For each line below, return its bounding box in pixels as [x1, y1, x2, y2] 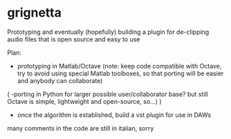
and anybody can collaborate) [17, 76, 103, 84]
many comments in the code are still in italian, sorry [7, 124, 154, 132]
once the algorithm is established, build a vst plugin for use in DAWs [17, 111, 212, 119]
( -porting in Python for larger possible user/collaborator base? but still [7, 90, 209, 98]
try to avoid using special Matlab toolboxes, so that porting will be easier [17, 69, 224, 77]
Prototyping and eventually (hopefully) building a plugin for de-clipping [7, 28, 210, 36]
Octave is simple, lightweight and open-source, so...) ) [7, 97, 162, 105]
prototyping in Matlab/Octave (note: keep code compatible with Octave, [17, 62, 222, 70]
